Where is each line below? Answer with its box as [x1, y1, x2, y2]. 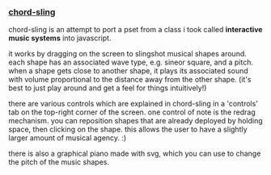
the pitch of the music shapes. [8, 157, 109, 167]
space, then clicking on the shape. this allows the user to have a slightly [8, 124, 248, 135]
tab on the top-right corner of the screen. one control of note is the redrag [8, 107, 256, 117]
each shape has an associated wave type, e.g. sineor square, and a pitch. [8, 57, 253, 67]
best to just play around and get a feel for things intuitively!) [8, 83, 207, 93]
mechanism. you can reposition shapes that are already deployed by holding [8, 116, 263, 126]
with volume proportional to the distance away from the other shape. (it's [8, 75, 252, 85]
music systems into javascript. [8, 33, 112, 43]
